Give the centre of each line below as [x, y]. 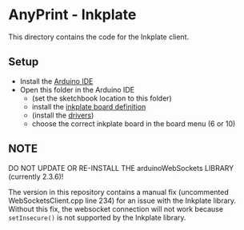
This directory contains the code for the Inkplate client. [99, 37]
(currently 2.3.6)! [36, 176]
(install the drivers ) [63, 115]
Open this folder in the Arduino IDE [77, 89]
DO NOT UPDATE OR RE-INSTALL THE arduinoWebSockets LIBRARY [121, 168]
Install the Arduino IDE [56, 81]
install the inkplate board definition [89, 106]
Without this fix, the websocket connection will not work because [116, 208]
